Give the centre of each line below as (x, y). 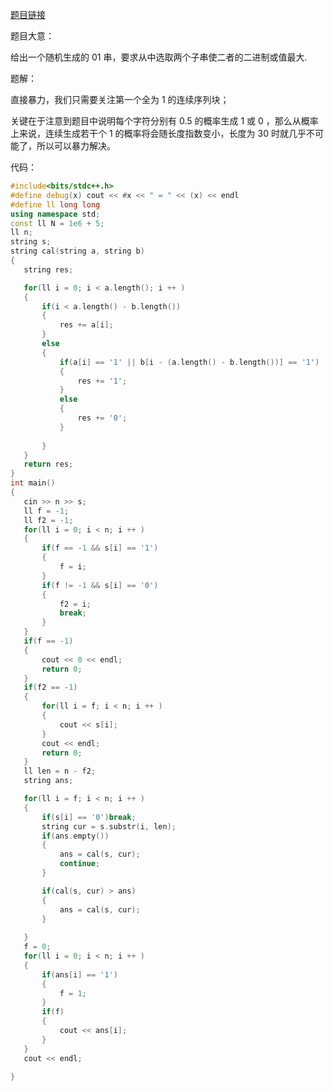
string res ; (48, 269)
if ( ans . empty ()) (75, 836)
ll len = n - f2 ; (60, 771)
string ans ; (48, 781)
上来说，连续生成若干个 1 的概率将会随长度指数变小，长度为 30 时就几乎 (158, 133)
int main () (33, 483)
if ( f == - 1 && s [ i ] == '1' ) (100, 548)
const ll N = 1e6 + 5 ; (57, 223)
